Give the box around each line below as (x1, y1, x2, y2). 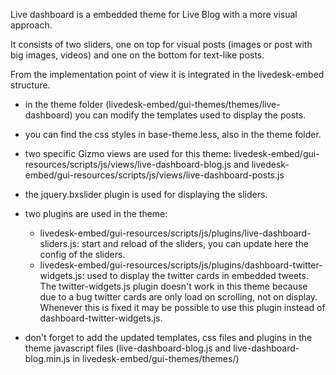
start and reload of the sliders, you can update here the (81, 238, 309, 249)
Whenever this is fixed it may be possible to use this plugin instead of (39, 302, 326, 313)
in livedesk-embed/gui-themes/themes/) (72, 353, 240, 364)
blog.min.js (24, 353, 71, 364)
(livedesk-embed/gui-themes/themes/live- (105, 99, 281, 110)
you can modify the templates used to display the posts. (74, 109, 307, 121)
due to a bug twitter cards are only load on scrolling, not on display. (39, 291, 318, 303)
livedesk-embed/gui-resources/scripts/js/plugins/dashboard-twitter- (39, 259, 323, 271)
